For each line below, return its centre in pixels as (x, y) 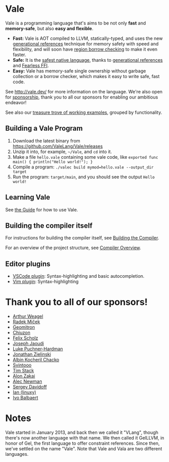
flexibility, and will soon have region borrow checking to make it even (85, 49)
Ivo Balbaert (25, 398)
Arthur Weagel (28, 317)
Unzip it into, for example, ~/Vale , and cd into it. (62, 152)
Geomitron (24, 327)
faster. (19, 55)
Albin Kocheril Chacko (36, 360)
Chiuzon (21, 333)
